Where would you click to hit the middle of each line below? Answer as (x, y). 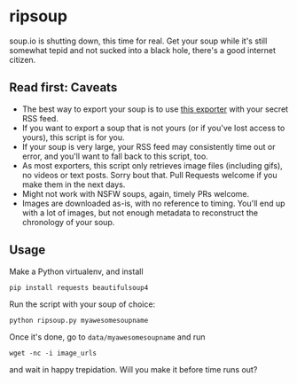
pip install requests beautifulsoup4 (79, 287)
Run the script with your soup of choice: (82, 304)
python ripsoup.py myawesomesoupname (79, 320)
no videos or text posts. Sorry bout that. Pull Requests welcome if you (149, 175)
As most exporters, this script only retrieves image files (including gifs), (152, 165)
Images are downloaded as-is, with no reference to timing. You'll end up (153, 203)
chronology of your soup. (68, 222)
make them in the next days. (74, 184)
